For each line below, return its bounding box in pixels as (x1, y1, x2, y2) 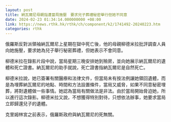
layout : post (5, 7, 33, 13)
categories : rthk (5, 26, 42, 32)
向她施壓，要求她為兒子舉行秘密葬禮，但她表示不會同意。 (5, 47, 126, 53)
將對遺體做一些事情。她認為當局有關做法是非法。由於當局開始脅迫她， (14, 88, 161, 94)
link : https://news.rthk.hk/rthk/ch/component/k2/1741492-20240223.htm (5, 21, 160, 27)
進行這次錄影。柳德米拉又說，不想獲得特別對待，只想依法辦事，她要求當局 (9, 95, 166, 101)
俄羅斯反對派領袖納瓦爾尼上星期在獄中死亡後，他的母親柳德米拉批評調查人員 (5, 41, 166, 47)
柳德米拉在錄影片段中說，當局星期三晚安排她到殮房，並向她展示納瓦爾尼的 (5, 58, 161, 64)
